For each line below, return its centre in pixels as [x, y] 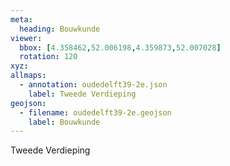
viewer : [26, 38]
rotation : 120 [48, 57]
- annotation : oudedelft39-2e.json [93, 85]
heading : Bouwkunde [60, 29]
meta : [21, 19]
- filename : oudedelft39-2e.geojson [95, 112]
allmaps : [28, 76]
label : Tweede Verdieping [82, 94]
